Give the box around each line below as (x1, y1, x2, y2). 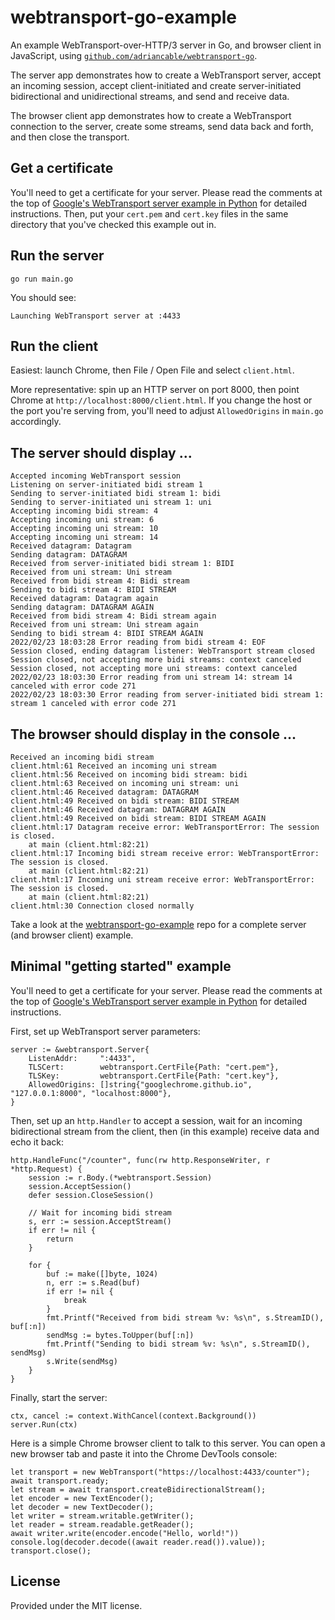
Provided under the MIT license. (10, 1599, 143, 1611)
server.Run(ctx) (10, 1419, 78, 1430)
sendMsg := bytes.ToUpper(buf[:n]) (46, 1330, 195, 1340)
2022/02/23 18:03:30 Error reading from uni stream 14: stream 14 (10, 672, 293, 683)
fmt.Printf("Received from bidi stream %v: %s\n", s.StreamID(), (46, 1312, 325, 1323)
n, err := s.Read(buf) (46, 1277, 141, 1288)
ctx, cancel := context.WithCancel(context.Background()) (10, 1411, 257, 1421)
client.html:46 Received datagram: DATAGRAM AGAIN (10, 805, 226, 815)
